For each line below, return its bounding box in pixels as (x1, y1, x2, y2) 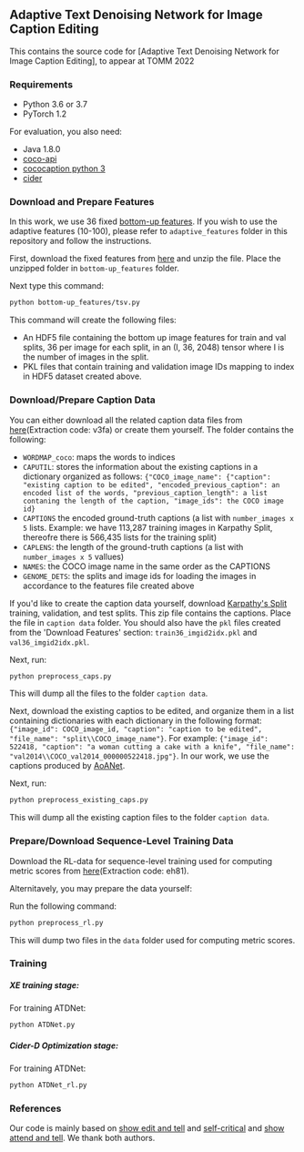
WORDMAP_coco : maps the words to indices (22, 451, 176, 463)
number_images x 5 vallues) (22, 551, 125, 562)
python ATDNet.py (9, 1020, 76, 1030)
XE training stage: (9, 980, 80, 991)
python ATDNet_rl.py (9, 1081, 88, 1090)
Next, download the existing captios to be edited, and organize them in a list (9, 706, 294, 717)
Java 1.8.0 (22, 144, 61, 155)
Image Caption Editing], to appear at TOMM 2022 (9, 55, 195, 66)
